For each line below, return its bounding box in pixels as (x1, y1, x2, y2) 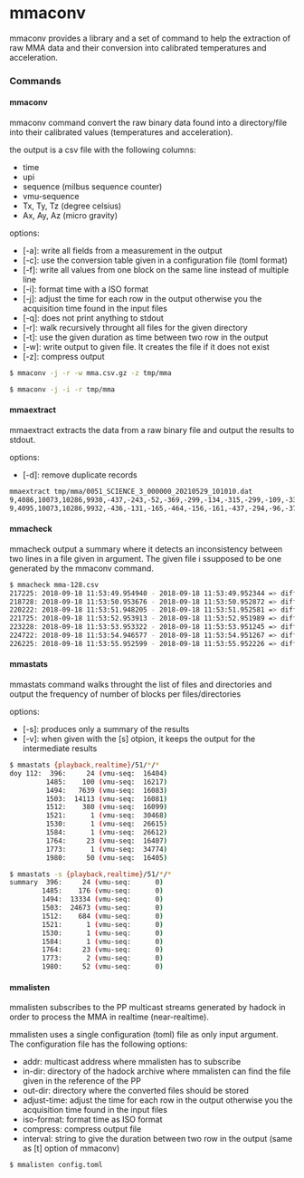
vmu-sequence (22, 191, 80, 202)
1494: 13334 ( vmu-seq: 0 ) (42, 895, 165, 904)
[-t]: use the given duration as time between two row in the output (22, 332, 269, 343)
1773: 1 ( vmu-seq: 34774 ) (45, 845, 168, 854)
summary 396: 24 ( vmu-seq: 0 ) (9, 878, 165, 887)
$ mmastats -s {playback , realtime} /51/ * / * (9, 869, 172, 879)
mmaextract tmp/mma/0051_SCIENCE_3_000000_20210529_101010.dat (9, 488, 253, 497)
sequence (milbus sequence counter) (22, 181, 163, 192)
